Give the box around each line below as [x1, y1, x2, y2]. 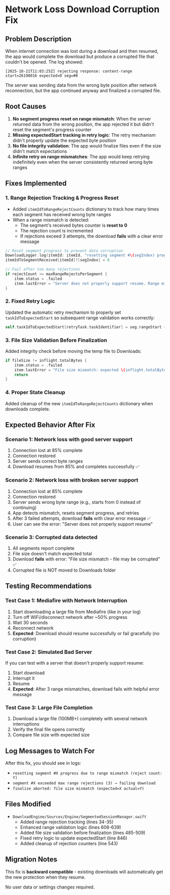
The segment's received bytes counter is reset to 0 [20, 222, 127, 228]
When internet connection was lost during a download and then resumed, [5, 48, 158, 54]
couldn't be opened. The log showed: [5, 59, 83, 65]
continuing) [12, 504, 37, 511]
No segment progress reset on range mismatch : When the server [12, 115, 151, 122]
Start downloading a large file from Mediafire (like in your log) [12, 609, 141, 615]
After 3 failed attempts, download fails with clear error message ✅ [12, 515, 151, 521]
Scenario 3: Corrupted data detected [5, 533, 98, 541]
